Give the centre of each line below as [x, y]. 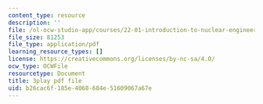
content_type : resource [47, 15]
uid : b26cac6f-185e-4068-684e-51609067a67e [80, 88]
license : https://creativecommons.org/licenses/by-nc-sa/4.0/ [112, 59]
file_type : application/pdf [54, 45]
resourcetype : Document [47, 74]
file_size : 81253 [36, 37]
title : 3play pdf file [45, 81]
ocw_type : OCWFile [38, 66]
